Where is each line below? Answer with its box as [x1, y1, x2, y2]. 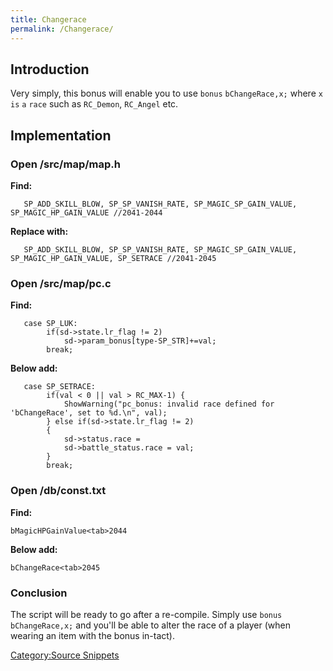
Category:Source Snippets [10, 649, 120, 661]
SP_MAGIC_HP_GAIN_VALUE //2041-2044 [10, 208, 163, 218]
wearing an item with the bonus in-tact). [10, 629, 175, 641]
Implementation [10, 127, 112, 144]
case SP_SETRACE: [23, 382, 97, 392]
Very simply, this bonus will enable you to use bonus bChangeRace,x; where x [10, 87, 323, 100]
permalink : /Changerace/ [10, 24, 114, 34]
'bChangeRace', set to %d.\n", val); [10, 408, 168, 418]
